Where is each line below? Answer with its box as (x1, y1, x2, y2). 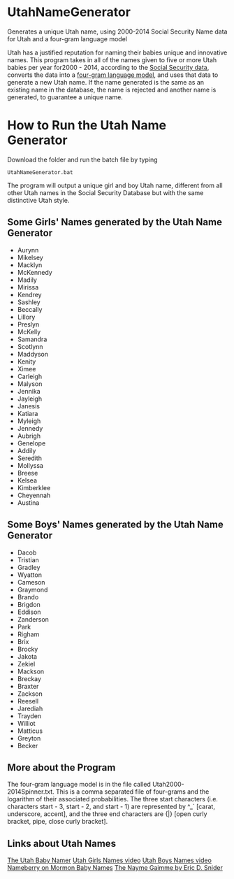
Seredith (17, 454, 42, 462)
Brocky (17, 645, 38, 653)
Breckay (17, 674, 42, 683)
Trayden (17, 711, 42, 720)
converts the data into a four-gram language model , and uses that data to (7, 71, 219, 79)
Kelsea (17, 476, 37, 485)
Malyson (17, 379, 43, 388)
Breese (17, 469, 38, 477)
